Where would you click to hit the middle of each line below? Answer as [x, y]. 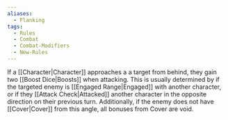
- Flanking [29, 20]
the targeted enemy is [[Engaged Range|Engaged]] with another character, [114, 87]
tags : [15, 26]
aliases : [20, 14]
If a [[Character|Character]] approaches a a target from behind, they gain [112, 72]
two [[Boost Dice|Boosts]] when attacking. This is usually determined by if [114, 79]
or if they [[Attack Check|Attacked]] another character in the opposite [107, 94]
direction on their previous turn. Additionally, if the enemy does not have [111, 101]
